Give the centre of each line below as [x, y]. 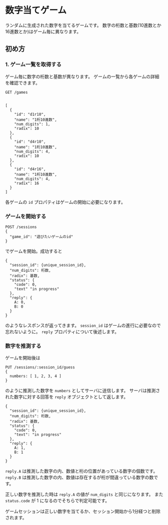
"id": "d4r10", [30, 141]
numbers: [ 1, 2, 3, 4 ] [36, 376]
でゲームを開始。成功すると [34, 251]
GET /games [17, 92]
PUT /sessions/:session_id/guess [40, 367]
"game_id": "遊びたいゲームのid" [42, 237]
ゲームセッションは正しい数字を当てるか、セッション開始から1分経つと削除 [83, 511]
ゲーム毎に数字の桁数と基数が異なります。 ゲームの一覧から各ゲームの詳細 [82, 77]
